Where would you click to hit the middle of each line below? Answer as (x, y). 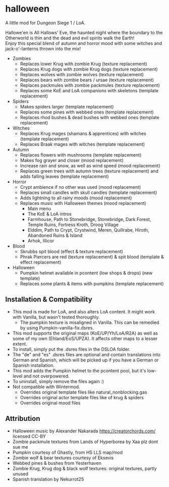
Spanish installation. (33, 365)
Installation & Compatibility (49, 300)
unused (20, 474)
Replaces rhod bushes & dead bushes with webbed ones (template (90, 117)
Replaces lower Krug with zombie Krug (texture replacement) (83, 64)
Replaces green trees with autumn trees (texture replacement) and (89, 171)
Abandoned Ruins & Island (55, 235)
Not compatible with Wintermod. (46, 387)
